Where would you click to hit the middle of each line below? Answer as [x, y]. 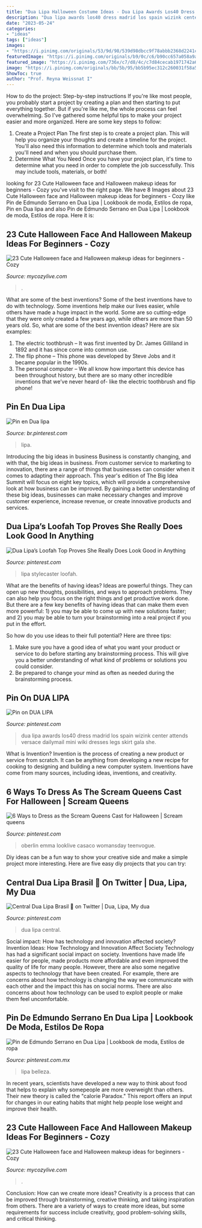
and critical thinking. [32, 1218]
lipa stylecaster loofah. [49, 574]
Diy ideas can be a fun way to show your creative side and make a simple [97, 857]
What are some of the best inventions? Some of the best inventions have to [99, 299]
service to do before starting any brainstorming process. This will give [102, 653]
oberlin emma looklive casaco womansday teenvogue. [88, 846]
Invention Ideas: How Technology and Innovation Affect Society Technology [100, 948]
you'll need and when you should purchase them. [76, 153]
